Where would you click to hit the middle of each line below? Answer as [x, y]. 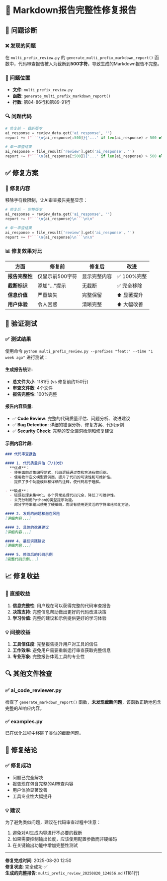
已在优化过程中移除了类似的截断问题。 [44, 733]
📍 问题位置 [18, 78]
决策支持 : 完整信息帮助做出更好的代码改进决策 [59, 611]
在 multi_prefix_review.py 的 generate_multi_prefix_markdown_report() [79, 57]
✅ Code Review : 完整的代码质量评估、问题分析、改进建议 [71, 419]
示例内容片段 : [19, 443]
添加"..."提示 [52, 286]
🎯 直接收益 [18, 593]
